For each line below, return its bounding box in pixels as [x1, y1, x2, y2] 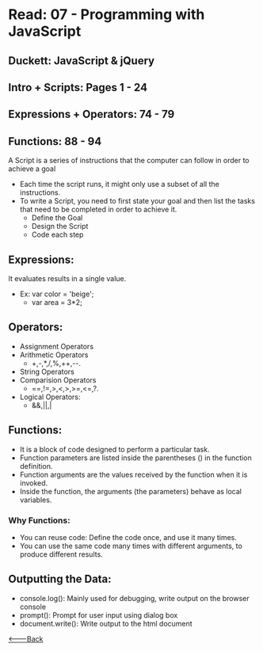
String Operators [19, 367, 75, 376]
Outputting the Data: [8, 573, 112, 586]
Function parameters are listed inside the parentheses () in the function [19, 453, 252, 463]
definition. [19, 461, 53, 470]
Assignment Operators [19, 341, 93, 351]
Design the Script [31, 222, 89, 231]
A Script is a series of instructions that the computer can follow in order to [8, 156, 250, 166]
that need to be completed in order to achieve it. [19, 204, 177, 215]
